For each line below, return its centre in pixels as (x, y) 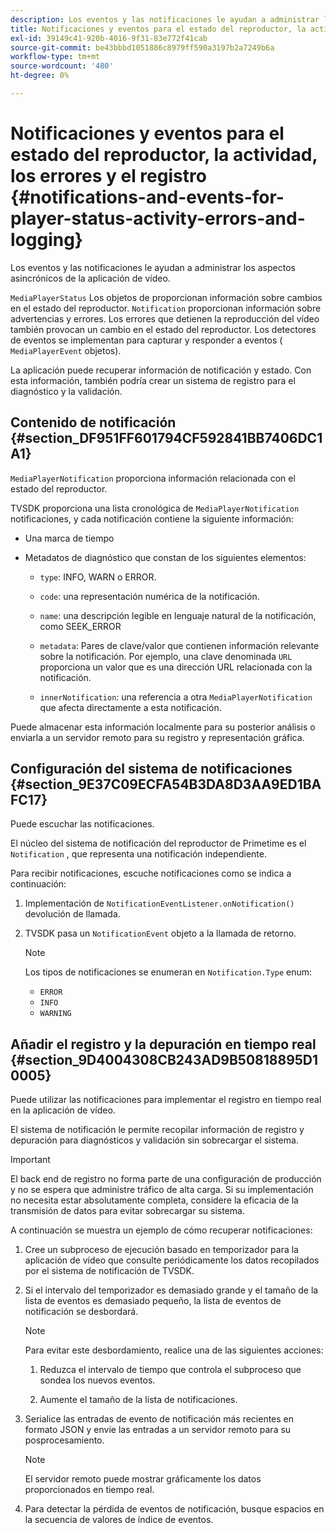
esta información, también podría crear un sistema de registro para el (153, 380)
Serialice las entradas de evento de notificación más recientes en (159, 1419)
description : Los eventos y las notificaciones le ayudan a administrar (165, 19)
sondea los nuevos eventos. (97, 1380)
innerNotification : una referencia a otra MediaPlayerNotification (176, 697)
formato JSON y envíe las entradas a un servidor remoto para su (158, 1430)
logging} (46, 240)
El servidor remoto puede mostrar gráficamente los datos (143, 1479)
